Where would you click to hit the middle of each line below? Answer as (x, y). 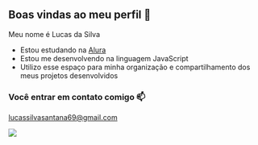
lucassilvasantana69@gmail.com (63, 118)
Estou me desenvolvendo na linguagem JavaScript (104, 58)
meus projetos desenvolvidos (69, 75)
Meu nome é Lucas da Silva (54, 34)
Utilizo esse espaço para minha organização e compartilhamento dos (135, 67)
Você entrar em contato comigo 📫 (77, 97)
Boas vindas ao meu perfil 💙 (80, 15)
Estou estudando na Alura (63, 50)
